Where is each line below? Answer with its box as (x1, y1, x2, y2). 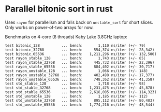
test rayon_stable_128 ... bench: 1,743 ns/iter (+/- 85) (5, 56, 146, 61)
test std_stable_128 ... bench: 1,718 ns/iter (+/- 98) (5, 81, 146, 86)
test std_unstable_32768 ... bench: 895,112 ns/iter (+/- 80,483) (5, 98, 155, 103)
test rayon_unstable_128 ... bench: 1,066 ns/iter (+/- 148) (5, 69, 148, 73)
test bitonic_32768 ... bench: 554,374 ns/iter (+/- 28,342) (5, 47, 155, 52)
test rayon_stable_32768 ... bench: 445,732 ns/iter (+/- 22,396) (5, 60, 155, 65)
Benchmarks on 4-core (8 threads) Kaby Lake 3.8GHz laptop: (5, 34, 127, 40)
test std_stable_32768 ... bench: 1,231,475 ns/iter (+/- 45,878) (5, 85, 155, 90)
